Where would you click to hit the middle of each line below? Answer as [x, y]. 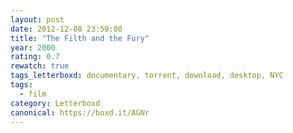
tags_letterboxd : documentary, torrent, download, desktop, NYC [147, 76]
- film [33, 94]
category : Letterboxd [55, 103]
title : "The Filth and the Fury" [80, 38]
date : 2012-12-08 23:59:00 [66, 29]
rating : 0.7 [35, 57]
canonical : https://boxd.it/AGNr [80, 112]
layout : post [37, 19]
